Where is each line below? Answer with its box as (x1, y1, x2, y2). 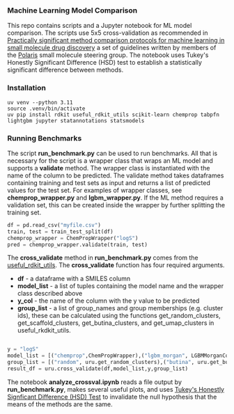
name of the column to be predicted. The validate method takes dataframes (7, 171, 224, 180)
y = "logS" (7, 346, 39, 353)
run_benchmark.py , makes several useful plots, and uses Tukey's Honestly (7, 385, 225, 393)
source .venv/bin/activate (7, 105, 86, 112)
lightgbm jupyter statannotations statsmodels (7, 117, 145, 124)
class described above (17, 289, 83, 298)
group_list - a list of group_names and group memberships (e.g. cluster (17, 304, 224, 312)
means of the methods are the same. (7, 399, 113, 408)
